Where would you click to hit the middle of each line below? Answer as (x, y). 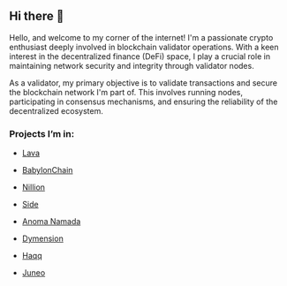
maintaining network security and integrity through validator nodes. (132, 65)
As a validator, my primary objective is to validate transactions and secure (143, 83)
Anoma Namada (51, 222)
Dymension (42, 238)
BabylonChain (47, 170)
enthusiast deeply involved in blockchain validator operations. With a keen (144, 47)
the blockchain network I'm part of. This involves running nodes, (126, 92)
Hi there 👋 (37, 16)
